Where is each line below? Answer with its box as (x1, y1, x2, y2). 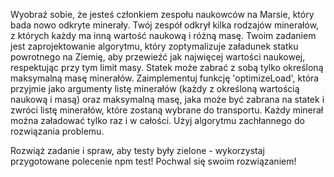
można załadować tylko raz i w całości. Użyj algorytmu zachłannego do (10, 115, 305, 126)
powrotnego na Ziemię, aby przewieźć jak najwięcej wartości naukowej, (10, 51, 306, 63)
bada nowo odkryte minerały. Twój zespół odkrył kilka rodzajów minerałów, (10, 19, 320, 31)
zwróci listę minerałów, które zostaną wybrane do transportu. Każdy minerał (10, 104, 324, 116)
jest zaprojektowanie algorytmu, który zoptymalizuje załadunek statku (10, 40, 299, 52)
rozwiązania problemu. (10, 125, 105, 137)
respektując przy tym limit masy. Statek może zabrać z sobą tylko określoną (10, 62, 324, 73)
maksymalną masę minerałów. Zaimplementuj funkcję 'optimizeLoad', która (10, 72, 320, 84)
